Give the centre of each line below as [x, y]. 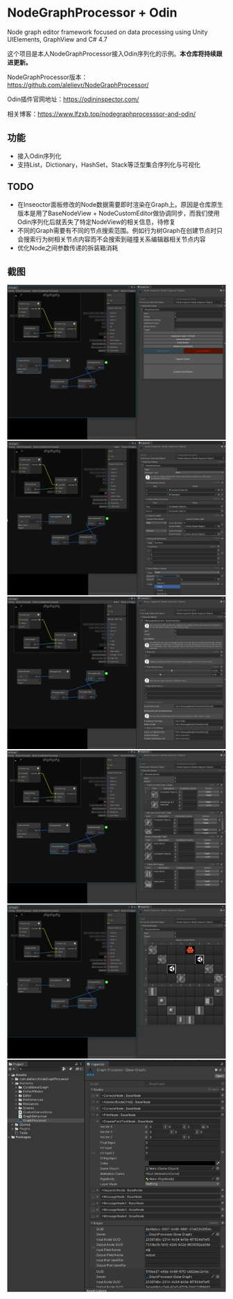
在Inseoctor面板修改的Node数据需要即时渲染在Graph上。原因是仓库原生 [120, 204]
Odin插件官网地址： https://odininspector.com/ [73, 99]
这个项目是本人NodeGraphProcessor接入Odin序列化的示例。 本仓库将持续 [112, 53]
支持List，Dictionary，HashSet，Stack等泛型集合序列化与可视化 [109, 164]
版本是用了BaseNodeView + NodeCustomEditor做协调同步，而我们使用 [119, 213]
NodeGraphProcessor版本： [48, 77]
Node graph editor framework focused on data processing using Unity [107, 32]
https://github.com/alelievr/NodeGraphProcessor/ [78, 85]
